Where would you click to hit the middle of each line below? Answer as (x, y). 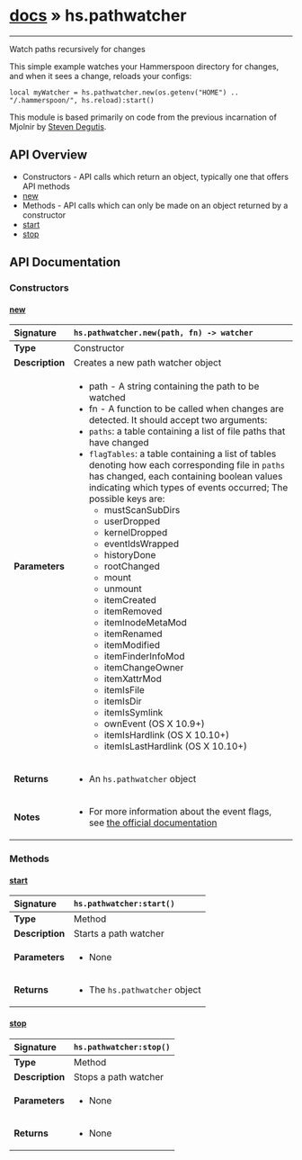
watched (107, 398)
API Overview (49, 155)
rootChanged (132, 566)
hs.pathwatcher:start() (124, 904)
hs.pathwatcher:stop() (122, 1047)
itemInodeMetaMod (145, 623)
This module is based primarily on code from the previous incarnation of (143, 117)
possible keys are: (127, 499)
